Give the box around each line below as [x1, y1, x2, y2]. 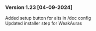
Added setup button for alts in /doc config [5, 15, 91, 21]
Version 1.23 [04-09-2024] [5, 4, 73, 11]
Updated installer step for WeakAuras [5, 20, 82, 26]
